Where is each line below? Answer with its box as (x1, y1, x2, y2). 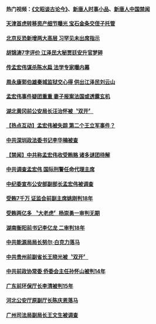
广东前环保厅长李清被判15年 (6, 282, 73, 289)
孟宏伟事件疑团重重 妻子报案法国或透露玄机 (6, 93, 110, 100)
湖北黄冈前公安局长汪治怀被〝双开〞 (6, 107, 94, 114)
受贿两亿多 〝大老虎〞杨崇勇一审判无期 (6, 209, 100, 216)
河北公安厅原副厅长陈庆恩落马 (6, 297, 78, 304)
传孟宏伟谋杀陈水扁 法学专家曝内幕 (6, 64, 90, 71)
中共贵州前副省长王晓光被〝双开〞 (6, 253, 89, 260)
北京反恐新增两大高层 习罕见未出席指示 (6, 34, 100, 41)
